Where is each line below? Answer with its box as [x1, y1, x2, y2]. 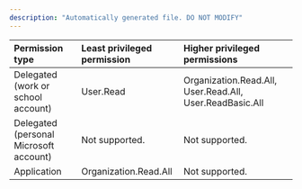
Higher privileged [182, 41, 261, 54]
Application [13, 165, 62, 177]
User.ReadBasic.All [182, 96, 264, 109]
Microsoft [13, 139, 55, 151]
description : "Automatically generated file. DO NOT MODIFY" [9, 13, 244, 22]
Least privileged [80, 41, 153, 54]
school [13, 91, 43, 103]
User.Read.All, [182, 85, 244, 97]
